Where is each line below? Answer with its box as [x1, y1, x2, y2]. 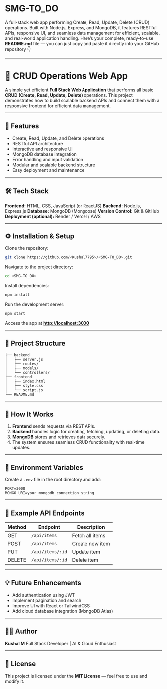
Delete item [72, 557, 98, 564]
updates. [12, 445, 31, 451]
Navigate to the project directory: [5, 264, 73, 270]
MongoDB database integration [12, 151, 77, 157]
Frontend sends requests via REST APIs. [12, 423, 96, 429]
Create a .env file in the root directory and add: [5, 477, 101, 483]
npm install [5, 292, 30, 297]
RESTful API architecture [12, 140, 63, 146]
